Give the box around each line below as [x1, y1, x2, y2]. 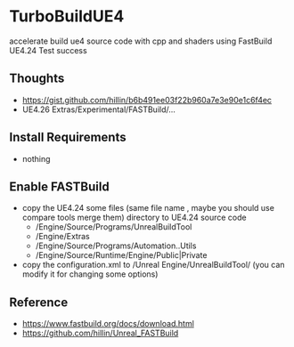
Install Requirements [9, 130, 127, 145]
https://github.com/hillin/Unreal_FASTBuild [21, 327, 179, 339]
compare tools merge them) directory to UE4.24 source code [21, 212, 247, 223]
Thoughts [9, 71, 65, 86]
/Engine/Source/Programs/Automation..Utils [35, 240, 197, 251]
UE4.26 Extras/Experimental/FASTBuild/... [21, 104, 176, 115]
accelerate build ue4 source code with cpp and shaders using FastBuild [9, 36, 273, 46]
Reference [9, 295, 69, 310]
